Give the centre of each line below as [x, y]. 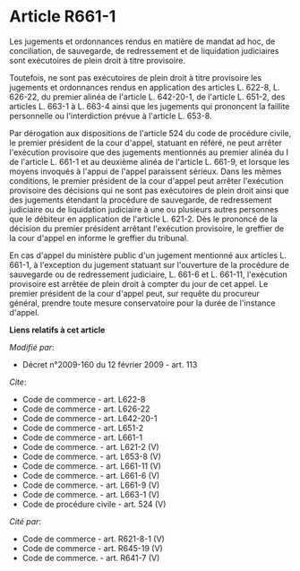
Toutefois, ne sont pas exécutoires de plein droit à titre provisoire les [136, 77]
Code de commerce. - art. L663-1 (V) [91, 494]
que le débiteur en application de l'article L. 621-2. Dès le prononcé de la [143, 219]
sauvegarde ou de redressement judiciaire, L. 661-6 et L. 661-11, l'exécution [149, 274]
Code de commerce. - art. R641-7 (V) [91, 558]
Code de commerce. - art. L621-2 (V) [90, 446]
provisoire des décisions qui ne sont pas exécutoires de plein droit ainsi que [149, 190]
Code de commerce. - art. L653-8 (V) [91, 456]
